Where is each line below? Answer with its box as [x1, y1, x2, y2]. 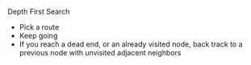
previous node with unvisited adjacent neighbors [19, 48, 182, 57]
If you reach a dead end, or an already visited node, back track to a [19, 39, 243, 49]
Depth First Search [7, 7, 70, 16]
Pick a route [19, 22, 60, 31]
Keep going [19, 31, 58, 40]
